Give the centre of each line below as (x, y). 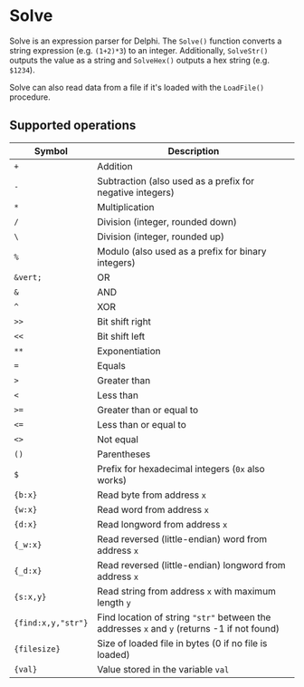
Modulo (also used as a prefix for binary (181, 251)
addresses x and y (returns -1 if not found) (188, 628)
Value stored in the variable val (163, 669)
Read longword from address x (162, 524)
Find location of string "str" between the (184, 617)
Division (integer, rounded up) (160, 237)
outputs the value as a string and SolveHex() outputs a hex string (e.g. (139, 60)
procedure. (30, 97)
